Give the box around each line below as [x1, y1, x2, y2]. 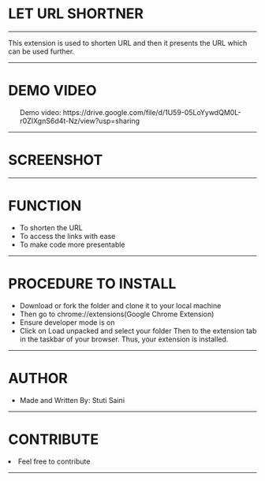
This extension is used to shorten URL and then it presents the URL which [8, 38, 248, 47]
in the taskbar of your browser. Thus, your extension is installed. [19, 334, 229, 344]
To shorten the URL [19, 222, 83, 233]
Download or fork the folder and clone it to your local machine [19, 300, 222, 310]
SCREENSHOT [8, 151, 103, 170]
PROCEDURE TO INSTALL [8, 274, 177, 293]
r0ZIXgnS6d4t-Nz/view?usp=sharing [19, 116, 140, 125]
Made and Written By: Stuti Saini [19, 395, 125, 405]
